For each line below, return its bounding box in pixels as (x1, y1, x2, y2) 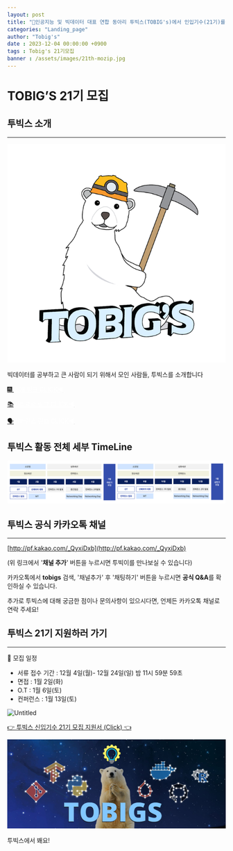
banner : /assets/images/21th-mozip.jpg (7, 56, 126, 63)
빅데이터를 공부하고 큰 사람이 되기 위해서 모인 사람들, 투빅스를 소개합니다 (7, 370, 203, 379)
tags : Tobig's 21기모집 (7, 48, 75, 55)
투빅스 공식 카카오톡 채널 (7, 518, 106, 531)
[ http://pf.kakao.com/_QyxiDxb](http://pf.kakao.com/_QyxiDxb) (7, 544, 187, 552)
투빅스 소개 (7, 118, 52, 130)
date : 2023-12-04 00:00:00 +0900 (7, 40, 107, 48)
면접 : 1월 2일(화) (17, 677, 64, 686)
